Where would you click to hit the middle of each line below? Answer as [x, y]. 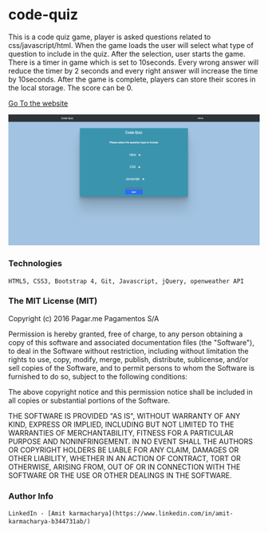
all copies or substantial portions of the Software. [89, 400]
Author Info [31, 495]
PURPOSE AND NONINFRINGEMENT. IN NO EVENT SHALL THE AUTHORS [131, 441]
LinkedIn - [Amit [37, 514]
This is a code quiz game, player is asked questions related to [110, 37]
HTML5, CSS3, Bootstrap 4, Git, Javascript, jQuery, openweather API [126, 281]
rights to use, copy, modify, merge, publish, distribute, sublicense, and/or [128, 359]
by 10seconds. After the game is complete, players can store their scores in [132, 79]
